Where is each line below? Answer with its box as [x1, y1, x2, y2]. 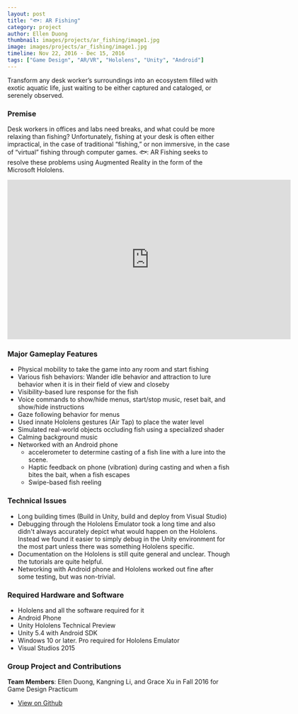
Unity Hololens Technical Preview [17, 621, 116, 630]
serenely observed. [7, 91, 64, 99]
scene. [28, 455, 48, 464]
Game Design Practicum [7, 685, 79, 693]
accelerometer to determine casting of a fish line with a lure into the [28, 448, 226, 457]
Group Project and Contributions [7, 661, 122, 671]
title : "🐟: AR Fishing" [7, 17, 81, 24]
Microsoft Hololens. [7, 166, 65, 174]
